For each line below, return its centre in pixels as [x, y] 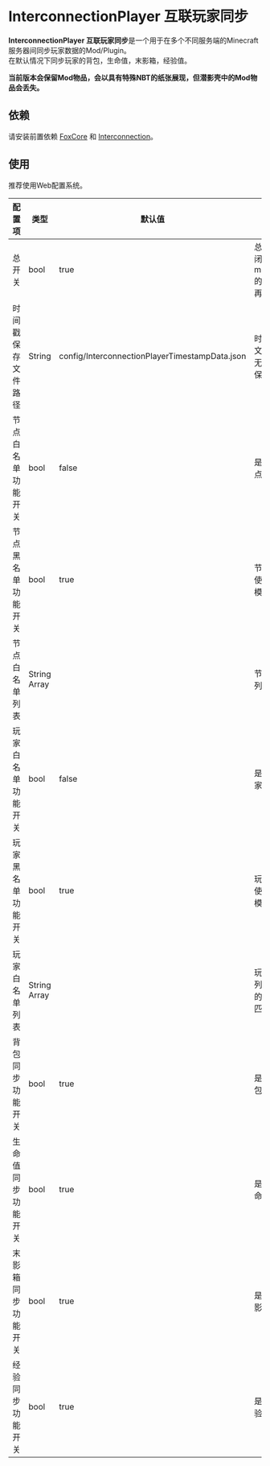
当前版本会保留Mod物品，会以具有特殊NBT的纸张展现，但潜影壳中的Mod [129, 77]
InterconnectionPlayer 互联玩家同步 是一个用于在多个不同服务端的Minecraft [133, 40]
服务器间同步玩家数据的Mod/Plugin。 [70, 50]
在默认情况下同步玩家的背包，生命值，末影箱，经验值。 [100, 60]
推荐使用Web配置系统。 [47, 185]
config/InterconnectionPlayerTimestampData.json [153, 356]
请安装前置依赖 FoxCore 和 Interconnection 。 [83, 136]
